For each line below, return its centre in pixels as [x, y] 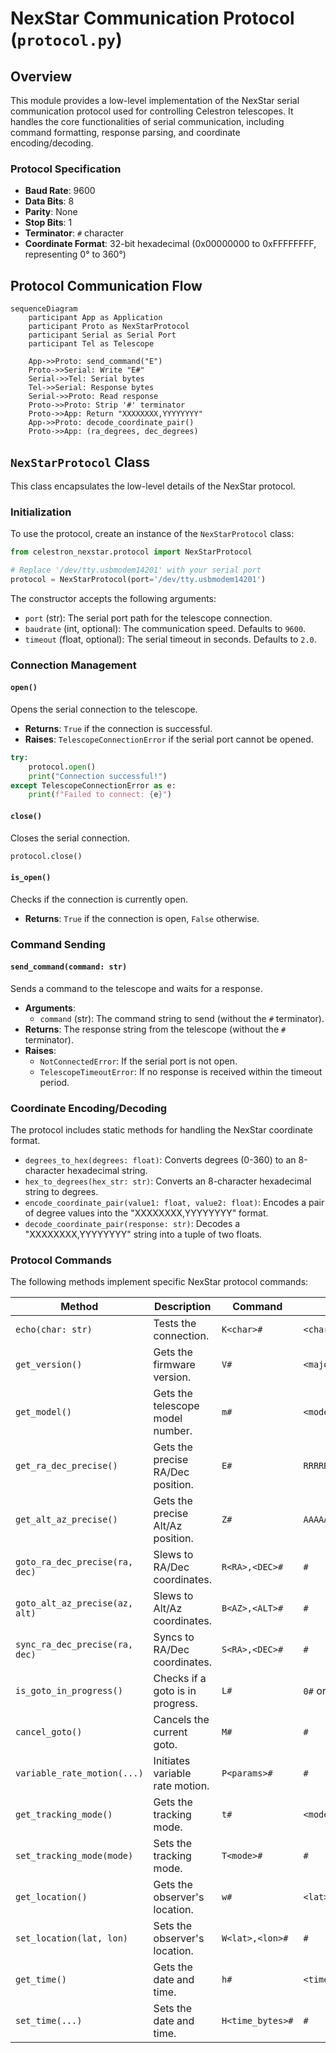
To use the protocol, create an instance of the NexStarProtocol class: [152, 534]
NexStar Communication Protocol [152, 18]
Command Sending [58, 944]
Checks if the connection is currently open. [99, 899]
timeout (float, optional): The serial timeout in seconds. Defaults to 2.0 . [170, 639]
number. [173, 1431]
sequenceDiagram [44, 309]
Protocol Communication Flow [106, 285]
